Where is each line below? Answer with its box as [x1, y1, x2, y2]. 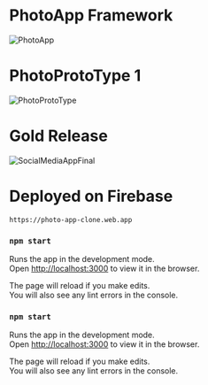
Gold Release [9, 126, 108, 146]
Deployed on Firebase [9, 187, 173, 206]
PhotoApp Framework [9, 5, 173, 26]
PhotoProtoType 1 [9, 65, 142, 86]
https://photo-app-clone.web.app [9, 215, 133, 224]
